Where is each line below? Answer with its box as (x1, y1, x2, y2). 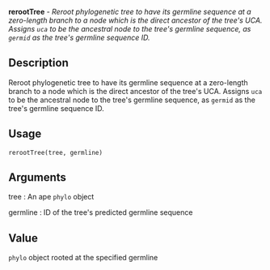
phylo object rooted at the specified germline (8, 253, 158, 263)
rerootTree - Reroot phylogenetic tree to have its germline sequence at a (8, 7, 252, 16)
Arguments (8, 170, 67, 185)
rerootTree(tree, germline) (8, 148, 103, 156)
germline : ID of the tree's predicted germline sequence (8, 208, 193, 217)
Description (8, 56, 69, 70)
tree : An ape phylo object (8, 192, 95, 202)
